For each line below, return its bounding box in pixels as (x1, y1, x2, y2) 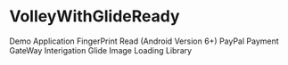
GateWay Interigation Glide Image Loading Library (9, 45, 193, 55)
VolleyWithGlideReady (9, 6, 180, 27)
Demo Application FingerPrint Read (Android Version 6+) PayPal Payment (9, 36, 279, 46)
